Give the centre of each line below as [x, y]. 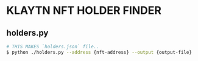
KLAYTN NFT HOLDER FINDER [84, 11]
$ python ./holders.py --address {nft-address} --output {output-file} [99, 52]
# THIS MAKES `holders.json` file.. [53, 47]
